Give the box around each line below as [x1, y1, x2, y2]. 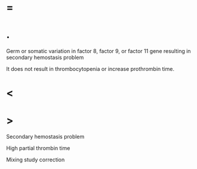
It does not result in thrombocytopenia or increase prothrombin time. [6, 65, 175, 73]
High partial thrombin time [6, 145, 70, 152]
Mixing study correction [6, 156, 65, 164]
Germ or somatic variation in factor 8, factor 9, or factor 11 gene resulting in [6, 48, 191, 55]
